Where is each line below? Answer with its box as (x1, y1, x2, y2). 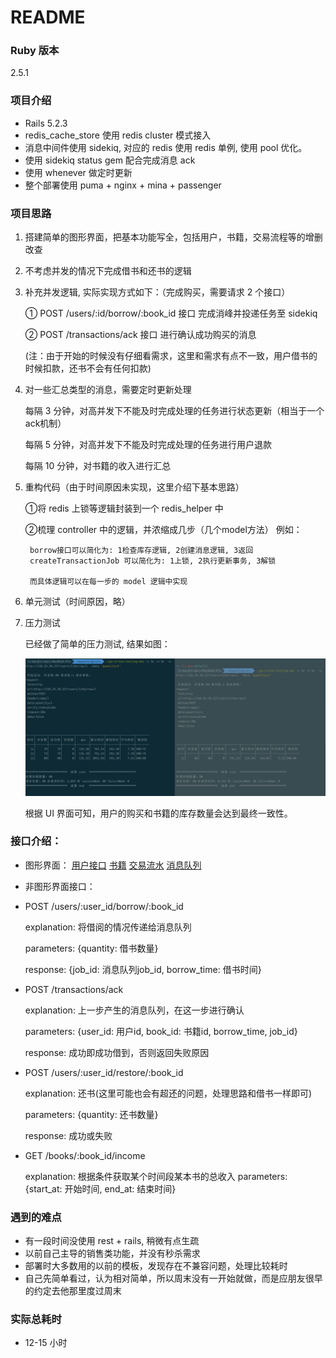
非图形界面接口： (24, 880, 96, 892)
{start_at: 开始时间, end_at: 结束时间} (24, 1182, 177, 1195)
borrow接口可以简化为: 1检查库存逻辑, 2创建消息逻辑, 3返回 (29, 546, 254, 556)
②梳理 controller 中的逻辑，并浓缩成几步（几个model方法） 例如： (24, 524, 303, 536)
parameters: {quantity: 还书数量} (24, 1108, 159, 1120)
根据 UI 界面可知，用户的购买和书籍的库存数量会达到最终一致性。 (24, 807, 293, 819)
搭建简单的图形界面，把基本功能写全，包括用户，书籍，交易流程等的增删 (24, 231, 323, 243)
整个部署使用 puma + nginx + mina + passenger (24, 179, 222, 191)
